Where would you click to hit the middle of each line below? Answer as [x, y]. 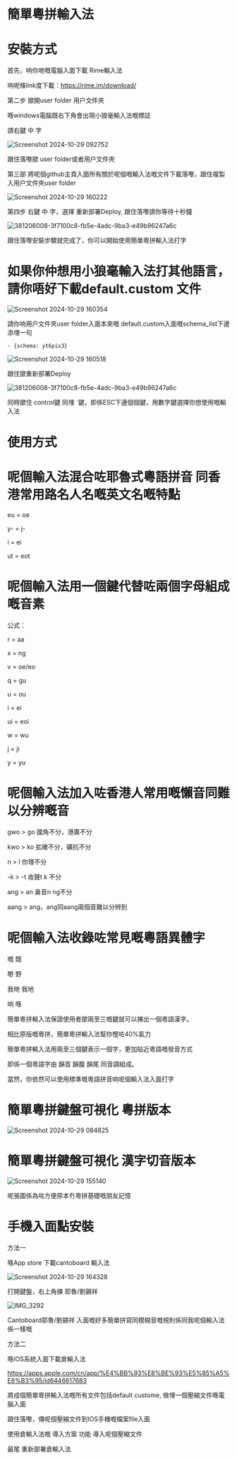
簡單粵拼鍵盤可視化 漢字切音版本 [102, 1161]
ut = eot [19, 556]
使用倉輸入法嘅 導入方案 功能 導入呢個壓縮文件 [75, 1434]
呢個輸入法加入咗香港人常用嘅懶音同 [113, 794]
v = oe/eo [22, 667]
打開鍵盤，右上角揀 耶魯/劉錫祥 [53, 1291]
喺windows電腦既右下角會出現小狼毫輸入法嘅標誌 [79, 115]
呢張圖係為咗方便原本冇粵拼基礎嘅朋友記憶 [69, 1195]
